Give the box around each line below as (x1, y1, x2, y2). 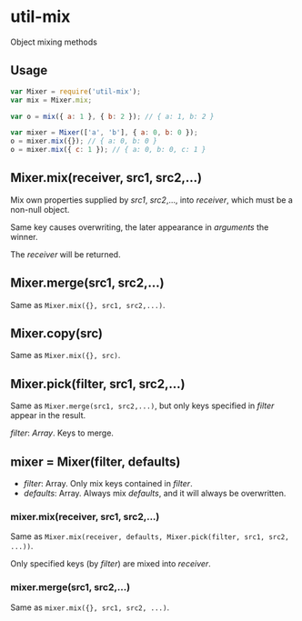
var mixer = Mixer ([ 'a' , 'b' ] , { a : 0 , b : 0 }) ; (10, 128, 198, 137)
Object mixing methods (10, 36, 98, 47)
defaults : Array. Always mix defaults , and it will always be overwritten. (23, 488, 287, 499)
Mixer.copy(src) (10, 326, 104, 342)
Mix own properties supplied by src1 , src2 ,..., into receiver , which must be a (10, 194, 294, 205)
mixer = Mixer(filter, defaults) (10, 454, 181, 469)
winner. (10, 231, 38, 242)
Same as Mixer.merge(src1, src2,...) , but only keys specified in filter (10, 400, 275, 411)
